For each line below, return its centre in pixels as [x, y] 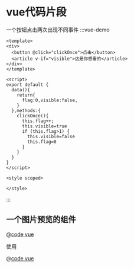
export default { [27, 84]
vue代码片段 [36, 12]
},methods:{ [26, 110]
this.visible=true [44, 126]
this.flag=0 [42, 142]
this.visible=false [51, 136]
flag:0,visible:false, [50, 100]
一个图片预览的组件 [41, 220]
